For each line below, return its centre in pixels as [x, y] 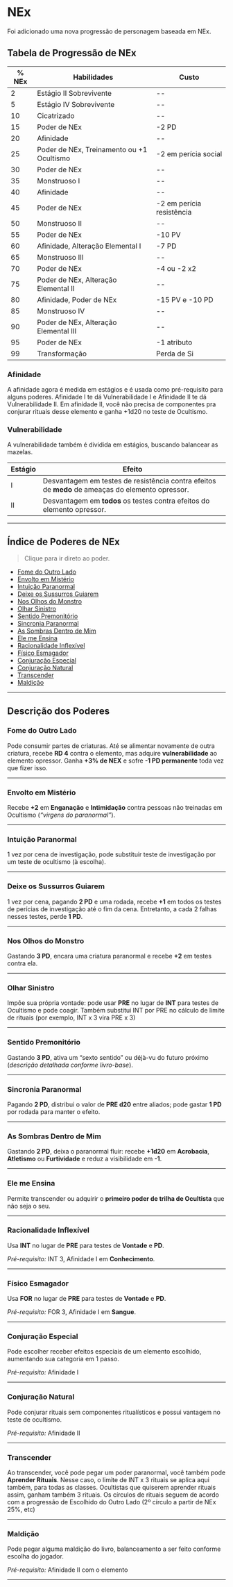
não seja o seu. [29, 1206]
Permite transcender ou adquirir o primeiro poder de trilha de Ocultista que [116, 1198]
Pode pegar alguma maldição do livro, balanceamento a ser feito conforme [114, 1549]
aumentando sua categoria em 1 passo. [63, 1359]
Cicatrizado [56, 115]
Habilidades [93, 77]
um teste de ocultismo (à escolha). [57, 862]
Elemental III [57, 331]
